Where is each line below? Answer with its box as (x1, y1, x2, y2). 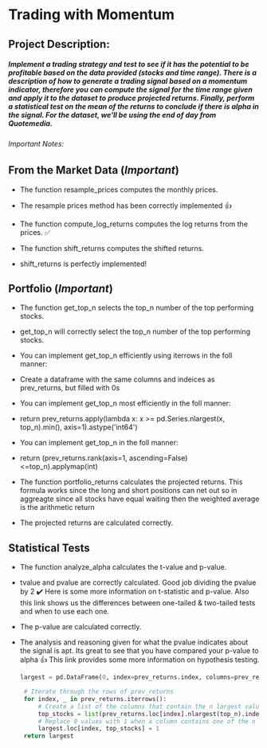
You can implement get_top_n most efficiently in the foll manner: (19, 398, 231, 408)
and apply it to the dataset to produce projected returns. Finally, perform (8, 93, 255, 103)
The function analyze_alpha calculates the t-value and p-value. (19, 562, 227, 572)
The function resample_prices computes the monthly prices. (19, 185, 218, 194)
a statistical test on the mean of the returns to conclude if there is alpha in (8, 102, 259, 112)
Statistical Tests (8, 541, 90, 554)
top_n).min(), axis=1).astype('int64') (19, 422, 138, 432)
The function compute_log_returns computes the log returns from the (19, 219, 249, 229)
